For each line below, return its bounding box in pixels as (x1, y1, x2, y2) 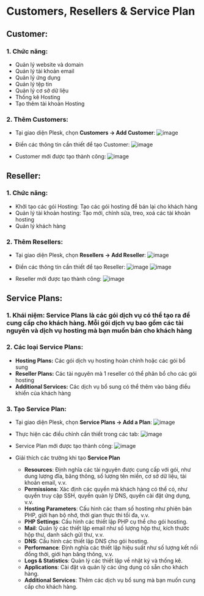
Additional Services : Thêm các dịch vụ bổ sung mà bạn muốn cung (24, 576, 196, 584)
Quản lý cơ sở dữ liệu (15, 87, 69, 94)
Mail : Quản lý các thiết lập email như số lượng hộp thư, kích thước (24, 524, 190, 532)
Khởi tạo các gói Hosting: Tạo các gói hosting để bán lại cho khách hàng (15, 203, 198, 210)
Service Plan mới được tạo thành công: (15, 442, 113, 450)
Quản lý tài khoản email (15, 67, 75, 75)
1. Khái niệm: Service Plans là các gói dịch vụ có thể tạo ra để (6, 311, 191, 319)
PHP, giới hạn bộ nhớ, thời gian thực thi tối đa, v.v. (24, 512, 150, 519)
